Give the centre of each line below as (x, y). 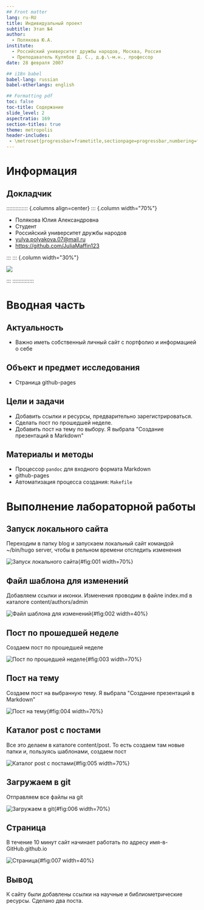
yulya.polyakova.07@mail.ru (50, 239)
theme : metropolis (29, 130)
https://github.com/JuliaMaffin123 (57, 246)
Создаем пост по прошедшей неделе (55, 648)
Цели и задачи (36, 402)
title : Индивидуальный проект (45, 23)
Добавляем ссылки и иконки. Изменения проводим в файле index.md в (99, 595)
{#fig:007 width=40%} (66, 861)
